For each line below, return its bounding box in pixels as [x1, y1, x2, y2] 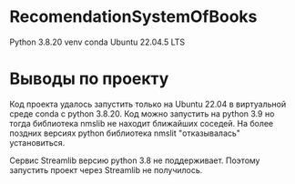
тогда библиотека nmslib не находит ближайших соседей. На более [9, 118, 274, 128]
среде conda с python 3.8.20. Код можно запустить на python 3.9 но [9, 107, 275, 119]
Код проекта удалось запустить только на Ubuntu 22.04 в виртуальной [9, 98, 287, 109]
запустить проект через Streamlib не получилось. [9, 164, 203, 175]
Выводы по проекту [9, 68, 169, 89]
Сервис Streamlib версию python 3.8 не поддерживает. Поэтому [9, 155, 260, 166]
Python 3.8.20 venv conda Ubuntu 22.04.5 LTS [9, 36, 186, 47]
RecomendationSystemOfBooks [9, 6, 258, 27]
